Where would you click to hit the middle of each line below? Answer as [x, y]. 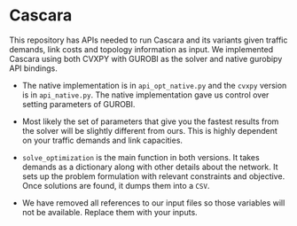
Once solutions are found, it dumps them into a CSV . [116, 185]
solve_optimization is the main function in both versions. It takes [141, 157]
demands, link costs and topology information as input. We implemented [141, 49]
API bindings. [33, 68]
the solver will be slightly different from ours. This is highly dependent [149, 130]
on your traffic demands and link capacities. [102, 140]
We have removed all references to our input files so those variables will [153, 203]
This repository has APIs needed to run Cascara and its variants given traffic [148, 40]
